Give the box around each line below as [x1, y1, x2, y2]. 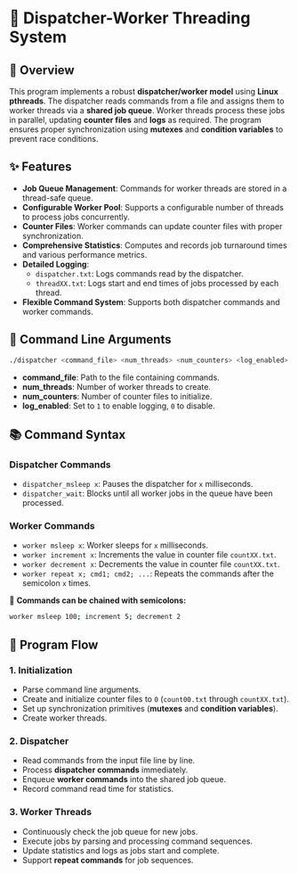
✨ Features [9, 160, 72, 175]
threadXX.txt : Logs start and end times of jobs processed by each [35, 277, 279, 288]
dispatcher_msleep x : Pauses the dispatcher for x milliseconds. [21, 479, 254, 490]
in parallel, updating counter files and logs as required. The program [9, 115, 262, 125]
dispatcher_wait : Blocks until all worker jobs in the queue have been [21, 488, 273, 499]
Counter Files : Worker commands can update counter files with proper [21, 220, 283, 231]
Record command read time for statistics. [21, 784, 174, 795]
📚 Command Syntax [9, 427, 126, 442]
